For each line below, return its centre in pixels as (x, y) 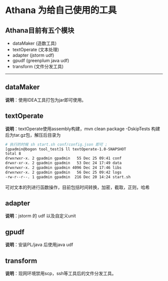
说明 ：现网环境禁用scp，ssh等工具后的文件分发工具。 (61, 273)
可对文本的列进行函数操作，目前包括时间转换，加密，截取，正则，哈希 (77, 187)
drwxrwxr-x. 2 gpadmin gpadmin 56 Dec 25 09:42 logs (63, 172)
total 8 (13, 154)
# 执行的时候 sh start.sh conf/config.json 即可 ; (56, 144)
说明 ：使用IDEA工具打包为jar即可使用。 (46, 100)
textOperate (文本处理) (35, 50)
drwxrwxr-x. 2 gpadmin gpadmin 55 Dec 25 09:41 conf (63, 158)
